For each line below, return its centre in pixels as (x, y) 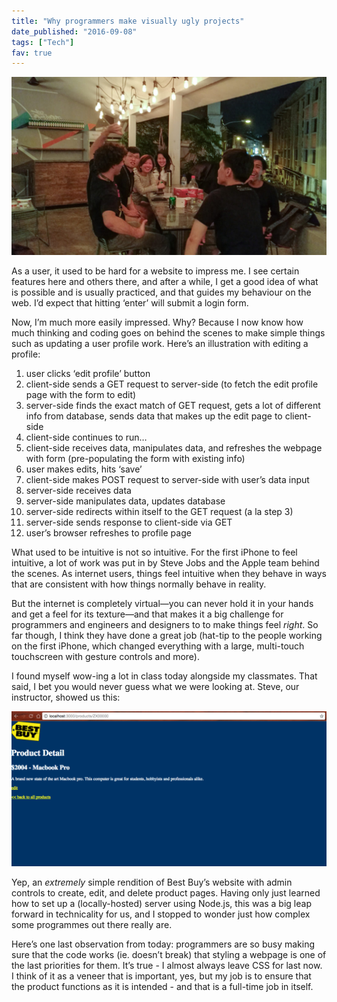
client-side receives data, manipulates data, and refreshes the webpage (174, 447)
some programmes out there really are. (92, 924)
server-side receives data (78, 490)
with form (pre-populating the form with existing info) (135, 458)
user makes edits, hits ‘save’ (84, 469)
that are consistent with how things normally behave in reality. (139, 584)
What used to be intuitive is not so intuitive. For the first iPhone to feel (154, 552)
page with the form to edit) (81, 394)
